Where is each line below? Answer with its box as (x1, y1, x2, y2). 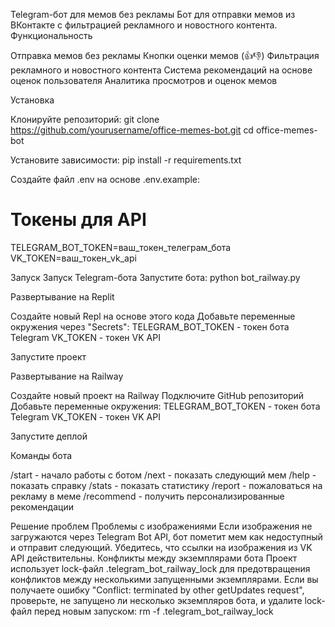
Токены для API (10, 209, 147, 231)
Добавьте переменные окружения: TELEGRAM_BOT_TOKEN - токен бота (10, 400, 321, 412)
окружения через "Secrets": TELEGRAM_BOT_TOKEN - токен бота (10, 320, 290, 333)
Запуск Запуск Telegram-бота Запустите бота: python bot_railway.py (10, 271, 301, 283)
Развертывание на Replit (10, 290, 115, 303)
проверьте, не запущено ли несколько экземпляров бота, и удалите (10, 594, 303, 606)
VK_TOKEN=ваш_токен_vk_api (10, 252, 137, 264)
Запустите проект (10, 350, 87, 363)
